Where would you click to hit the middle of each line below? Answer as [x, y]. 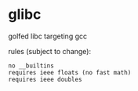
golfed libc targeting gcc [48, 36]
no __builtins [31, 66]
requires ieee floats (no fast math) [70, 72]
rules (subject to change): [50, 51]
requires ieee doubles [45, 79]
